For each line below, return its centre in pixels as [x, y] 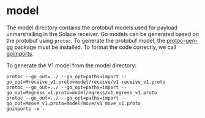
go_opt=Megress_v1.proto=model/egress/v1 [60, 92]
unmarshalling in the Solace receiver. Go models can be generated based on [103, 34]
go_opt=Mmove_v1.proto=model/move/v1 [54, 103]
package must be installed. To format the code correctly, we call [95, 47]
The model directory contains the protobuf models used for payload [92, 28]
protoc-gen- [182, 40]
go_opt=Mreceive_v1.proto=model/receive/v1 [63, 82]
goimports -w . [26, 109]
